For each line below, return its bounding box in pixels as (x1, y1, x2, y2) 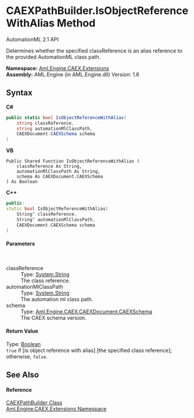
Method (57, 16, 96, 30)
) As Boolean (6, 179, 38, 185)
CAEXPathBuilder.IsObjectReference (6, 4, 189, 18)
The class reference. (20, 277, 71, 284)
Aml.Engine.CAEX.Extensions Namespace (6, 405, 107, 413)
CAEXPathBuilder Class (6, 399, 63, 406)
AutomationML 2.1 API (6, 36, 59, 43)
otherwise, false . (6, 353, 48, 360)
